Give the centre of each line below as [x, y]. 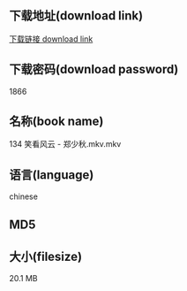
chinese [23, 196]
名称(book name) [56, 122]
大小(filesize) [45, 257]
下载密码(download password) [94, 69]
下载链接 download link [51, 39]
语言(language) [52, 175]
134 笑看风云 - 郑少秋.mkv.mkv [65, 144]
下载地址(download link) [76, 16]
